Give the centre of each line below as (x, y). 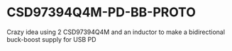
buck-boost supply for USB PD (51, 39)
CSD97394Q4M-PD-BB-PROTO (101, 12)
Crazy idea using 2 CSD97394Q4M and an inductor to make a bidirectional (116, 32)
